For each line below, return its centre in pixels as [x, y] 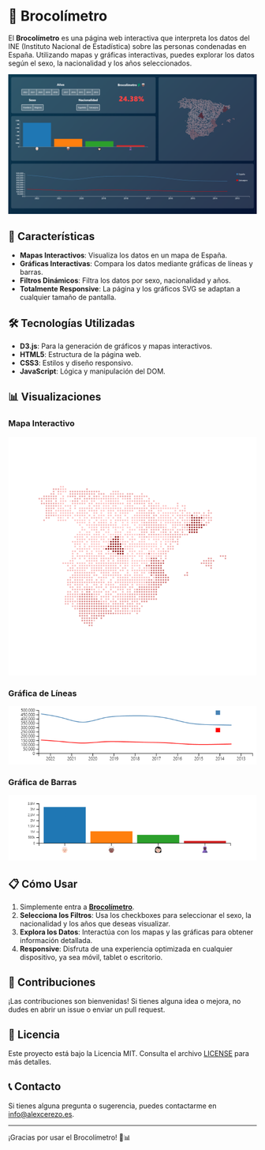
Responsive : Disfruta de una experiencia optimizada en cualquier [126, 949]
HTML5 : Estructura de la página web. [80, 355]
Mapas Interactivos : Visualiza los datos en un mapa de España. [123, 255]
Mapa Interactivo [41, 423]
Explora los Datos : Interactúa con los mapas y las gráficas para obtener [136, 932]
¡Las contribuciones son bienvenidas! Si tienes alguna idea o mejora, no [125, 1002]
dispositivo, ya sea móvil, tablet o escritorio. [91, 957]
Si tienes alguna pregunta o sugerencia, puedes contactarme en [112, 1106]
